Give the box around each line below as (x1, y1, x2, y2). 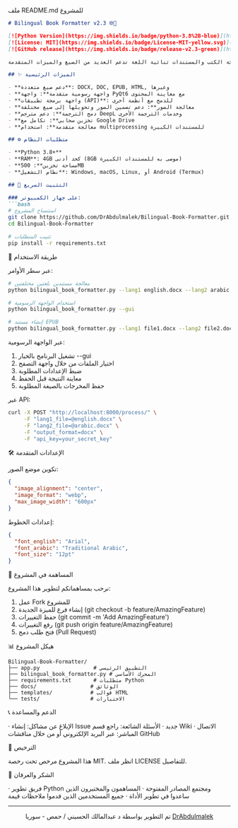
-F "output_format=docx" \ (23, 428, 103, 436)
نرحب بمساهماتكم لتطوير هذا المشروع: (8, 584, 112, 593)
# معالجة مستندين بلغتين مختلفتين (8, 279, 90, 287)
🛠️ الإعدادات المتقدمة (8, 448, 64, 457)
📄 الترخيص (8, 743, 37, 752)
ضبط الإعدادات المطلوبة (18, 367, 82, 375)
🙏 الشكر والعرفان (8, 771, 54, 779)
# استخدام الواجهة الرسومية (8, 299, 76, 306)
